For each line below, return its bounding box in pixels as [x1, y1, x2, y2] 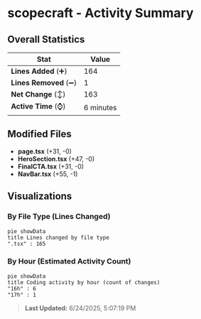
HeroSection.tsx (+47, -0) [17, 154, 95, 163]
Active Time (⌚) [11, 102, 66, 111]
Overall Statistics [7, 33, 85, 45]
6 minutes [83, 102, 117, 112]
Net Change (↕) [11, 90, 66, 99]
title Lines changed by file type [7, 234, 110, 241]
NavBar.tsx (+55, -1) [17, 169, 78, 178]
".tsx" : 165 [7, 240, 46, 247]
